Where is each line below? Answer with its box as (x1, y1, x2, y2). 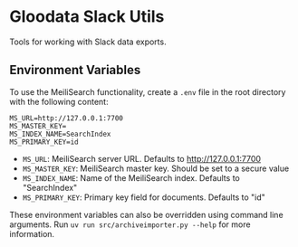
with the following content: (9, 96, 109, 107)
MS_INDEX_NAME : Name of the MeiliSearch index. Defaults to (22, 172, 240, 183)
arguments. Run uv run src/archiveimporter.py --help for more (9, 219, 251, 230)
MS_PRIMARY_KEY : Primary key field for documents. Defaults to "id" (22, 192, 265, 203)
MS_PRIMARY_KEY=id (9, 138, 79, 147)
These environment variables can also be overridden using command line (9, 209, 284, 220)
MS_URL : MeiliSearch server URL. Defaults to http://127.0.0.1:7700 (22, 153, 261, 164)
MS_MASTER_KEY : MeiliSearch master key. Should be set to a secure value (22, 163, 290, 174)
